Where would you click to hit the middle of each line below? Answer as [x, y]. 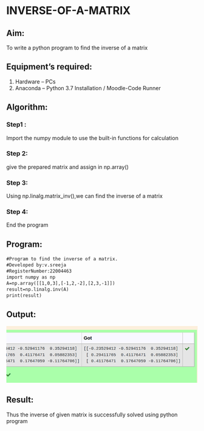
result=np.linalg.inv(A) [38, 290]
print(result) [24, 296]
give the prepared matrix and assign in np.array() [68, 167]
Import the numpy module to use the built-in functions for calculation [93, 138]
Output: [21, 314]
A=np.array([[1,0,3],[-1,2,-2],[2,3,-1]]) [61, 283]
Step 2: [17, 154]
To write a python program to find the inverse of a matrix [77, 48]
